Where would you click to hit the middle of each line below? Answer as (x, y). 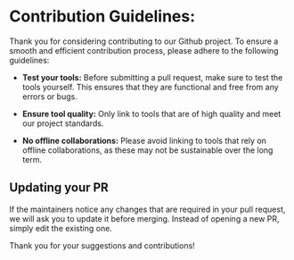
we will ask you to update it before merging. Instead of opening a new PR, (144, 218)
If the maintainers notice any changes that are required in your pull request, (147, 209)
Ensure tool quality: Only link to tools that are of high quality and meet (151, 113)
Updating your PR (59, 188)
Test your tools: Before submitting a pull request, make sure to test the (152, 77)
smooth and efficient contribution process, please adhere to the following (144, 50)
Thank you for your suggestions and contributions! (102, 245)
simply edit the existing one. (61, 228)
